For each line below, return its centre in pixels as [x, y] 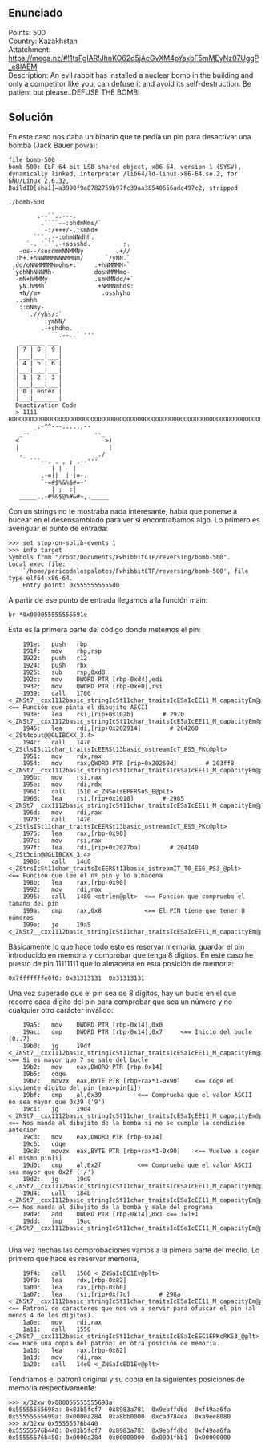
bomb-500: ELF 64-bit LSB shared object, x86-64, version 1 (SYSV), [125, 167]
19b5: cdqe [44, 1074]
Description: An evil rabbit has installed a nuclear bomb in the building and [131, 75]
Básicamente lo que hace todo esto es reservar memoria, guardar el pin [126, 946]
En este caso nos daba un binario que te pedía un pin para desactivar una [130, 136]
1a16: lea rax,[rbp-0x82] [75, 1350]
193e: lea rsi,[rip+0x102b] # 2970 [103, 714]
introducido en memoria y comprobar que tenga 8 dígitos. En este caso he [131, 955]
